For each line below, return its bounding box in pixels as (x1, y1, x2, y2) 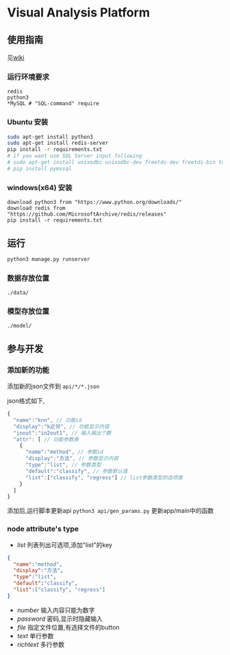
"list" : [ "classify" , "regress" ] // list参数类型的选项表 (25, 474, 183, 481)
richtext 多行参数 (16, 640, 65, 648)
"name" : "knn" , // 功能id (13, 417, 82, 424)
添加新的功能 (7, 365, 50, 375)
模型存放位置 (7, 307, 50, 317)
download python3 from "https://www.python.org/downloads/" (7, 199, 183, 206)
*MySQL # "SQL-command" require (7, 100, 99, 107)
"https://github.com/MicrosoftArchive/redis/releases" (7, 211, 167, 218)
